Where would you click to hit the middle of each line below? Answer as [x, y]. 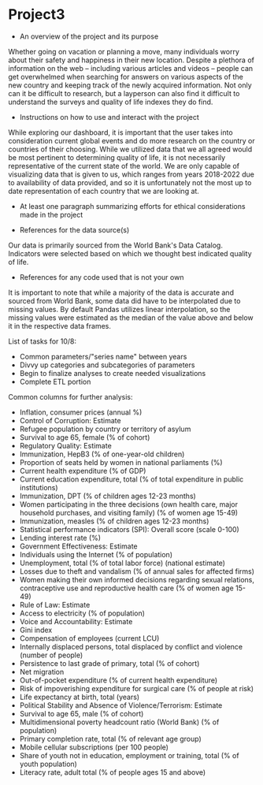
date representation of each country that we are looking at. [104, 191]
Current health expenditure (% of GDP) [83, 471]
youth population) [48, 764]
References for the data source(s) [74, 229]
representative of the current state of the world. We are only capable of [124, 166]
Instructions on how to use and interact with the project [109, 117]
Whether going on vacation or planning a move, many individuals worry [124, 51]
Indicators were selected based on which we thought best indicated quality [130, 253]
